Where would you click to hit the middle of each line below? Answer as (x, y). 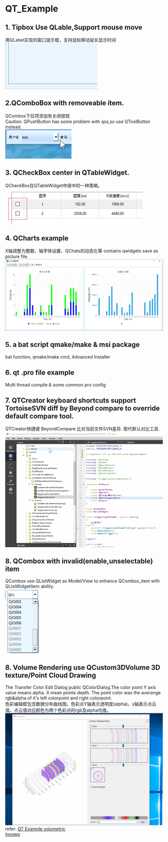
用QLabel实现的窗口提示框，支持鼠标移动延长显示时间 (61, 40)
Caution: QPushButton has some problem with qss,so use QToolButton (78, 122)
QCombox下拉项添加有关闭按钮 (37, 115)
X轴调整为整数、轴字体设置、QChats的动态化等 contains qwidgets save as (82, 251)
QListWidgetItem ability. (30, 586)
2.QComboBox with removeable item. (64, 103)
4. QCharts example (37, 238)
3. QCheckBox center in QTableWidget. (67, 173)
